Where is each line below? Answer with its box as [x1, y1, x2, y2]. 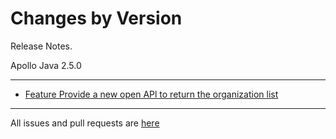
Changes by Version [10, 7, 183, 30]
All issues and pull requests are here [10, 117, 160, 129]
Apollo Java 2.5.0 [10, 59, 82, 71]
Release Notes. [10, 40, 73, 52]
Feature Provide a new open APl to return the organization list [24, 88, 279, 100]
